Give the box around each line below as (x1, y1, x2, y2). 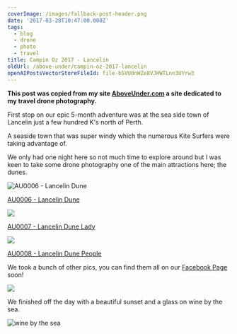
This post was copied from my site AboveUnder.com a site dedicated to (7, 89, 221, 98)
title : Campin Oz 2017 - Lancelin (7, 57, 110, 64)
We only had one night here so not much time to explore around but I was (7, 153, 221, 161)
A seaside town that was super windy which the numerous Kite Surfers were (7, 132, 230, 140)
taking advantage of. (7, 139, 67, 147)
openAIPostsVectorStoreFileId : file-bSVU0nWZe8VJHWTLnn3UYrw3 (7, 69, 195, 76)
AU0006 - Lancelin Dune (7, 195, 80, 204)
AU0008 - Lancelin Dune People (7, 249, 102, 258)
